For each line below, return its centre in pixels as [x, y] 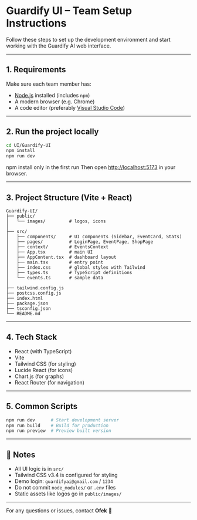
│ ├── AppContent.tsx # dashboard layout [61, 257]
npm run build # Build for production [57, 426]
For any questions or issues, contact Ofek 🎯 [59, 511]
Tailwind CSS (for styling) [45, 364]
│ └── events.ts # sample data [55, 278]
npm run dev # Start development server [62, 420]
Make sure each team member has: [49, 84]
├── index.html [25, 298]
